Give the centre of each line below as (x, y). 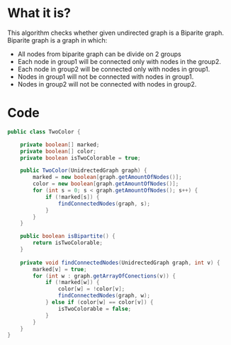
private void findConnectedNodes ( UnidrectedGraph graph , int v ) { (120, 263)
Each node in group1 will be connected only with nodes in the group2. (119, 61)
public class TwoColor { (44, 132)
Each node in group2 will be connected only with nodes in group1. (114, 69)
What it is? (39, 13)
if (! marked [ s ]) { (72, 197)
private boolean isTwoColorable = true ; (80, 158)
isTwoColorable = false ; (95, 309)
